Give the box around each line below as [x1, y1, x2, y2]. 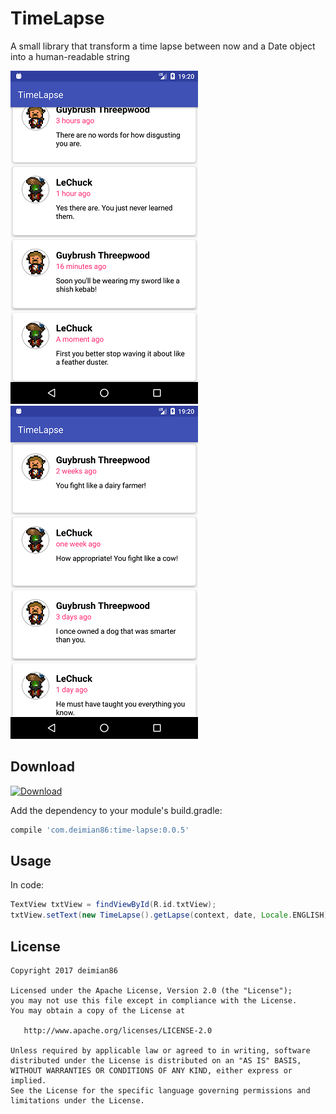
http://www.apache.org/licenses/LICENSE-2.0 [23, 1026, 213, 1036]
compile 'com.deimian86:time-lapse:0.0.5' [10, 825, 190, 835]
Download [10, 758, 75, 776]
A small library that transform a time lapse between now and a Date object [10, 40, 316, 52]
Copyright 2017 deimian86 [10, 966, 118, 976]
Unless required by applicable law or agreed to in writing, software [10, 1046, 311, 1056]
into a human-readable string [10, 50, 130, 62]
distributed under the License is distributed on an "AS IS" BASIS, [10, 1056, 302, 1066]
